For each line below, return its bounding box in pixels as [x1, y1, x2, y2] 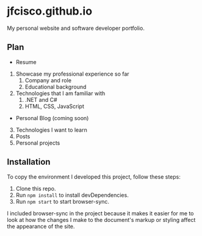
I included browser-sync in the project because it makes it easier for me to [7, 209, 194, 217]
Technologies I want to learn [15, 126, 87, 134]
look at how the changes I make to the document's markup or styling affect [7, 216, 196, 223]
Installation [7, 157, 51, 167]
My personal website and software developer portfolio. [7, 24, 145, 32]
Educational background [24, 83, 87, 90]
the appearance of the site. [7, 223, 75, 230]
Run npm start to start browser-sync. [15, 198, 109, 205]
